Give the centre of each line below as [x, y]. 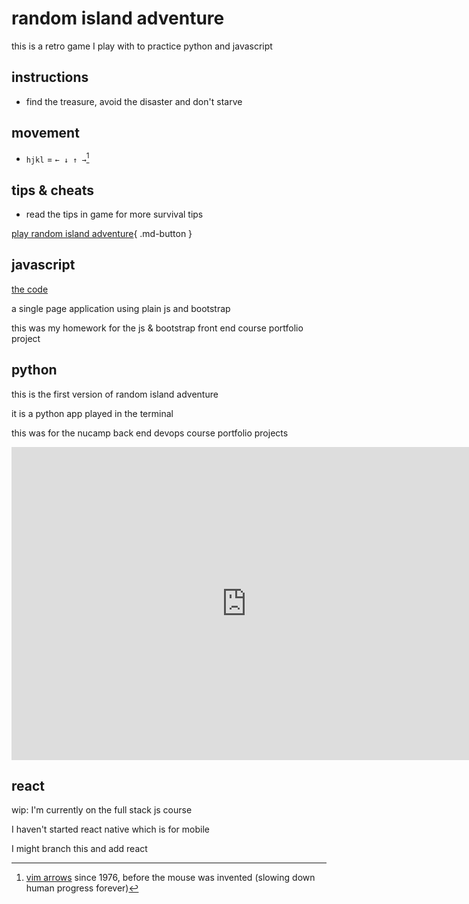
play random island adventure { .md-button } [102, 234]
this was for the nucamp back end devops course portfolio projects [150, 433]
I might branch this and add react [79, 849]
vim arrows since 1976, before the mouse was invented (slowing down [170, 878]
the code [30, 289]
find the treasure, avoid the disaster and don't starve [134, 101]
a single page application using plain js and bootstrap [121, 308]
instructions [50, 77]
